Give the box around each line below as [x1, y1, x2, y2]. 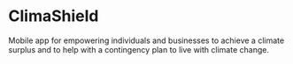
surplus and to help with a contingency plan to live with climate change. [8, 44, 269, 54]
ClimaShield [8, 6, 99, 26]
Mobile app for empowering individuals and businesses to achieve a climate [8, 35, 285, 46]
